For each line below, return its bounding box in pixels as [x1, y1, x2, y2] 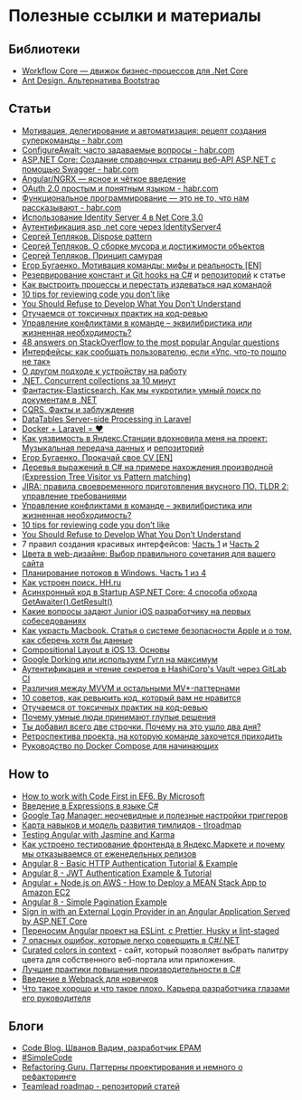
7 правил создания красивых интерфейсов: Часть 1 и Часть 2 [21, 538, 260, 549]
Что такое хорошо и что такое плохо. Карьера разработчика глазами [21, 982, 290, 993]
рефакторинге [21, 1071, 77, 1082]
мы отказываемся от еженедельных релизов [21, 848, 197, 859]
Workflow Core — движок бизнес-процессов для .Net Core [21, 65, 249, 76]
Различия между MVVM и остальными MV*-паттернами [21, 682, 241, 693]
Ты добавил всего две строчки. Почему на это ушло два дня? [21, 721, 261, 732]
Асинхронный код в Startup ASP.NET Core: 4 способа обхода [21, 586, 258, 597]
